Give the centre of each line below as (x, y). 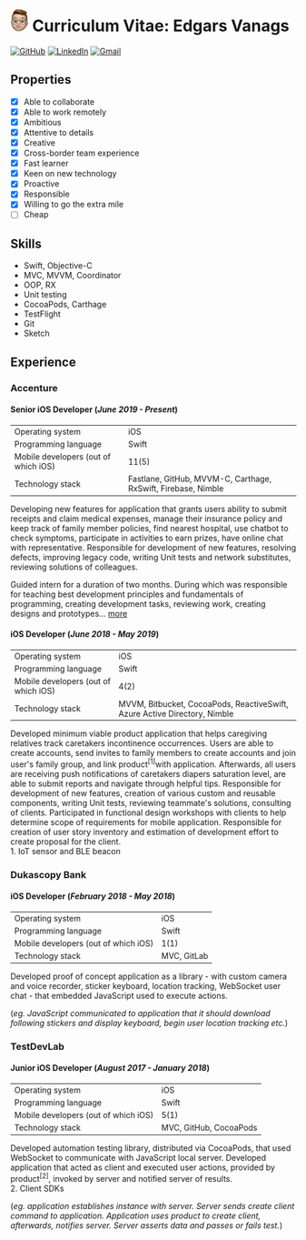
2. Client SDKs (37, 1188)
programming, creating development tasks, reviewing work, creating (138, 603)
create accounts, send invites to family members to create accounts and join (153, 753)
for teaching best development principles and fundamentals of (127, 594)
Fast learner (46, 164)
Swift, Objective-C (58, 266)
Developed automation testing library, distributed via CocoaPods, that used (151, 1148)
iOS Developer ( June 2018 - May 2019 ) (85, 634)
